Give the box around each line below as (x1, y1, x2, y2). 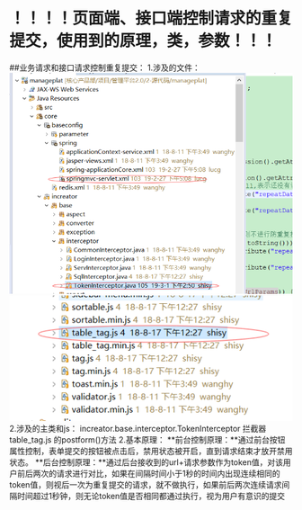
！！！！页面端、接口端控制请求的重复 (9, 8, 294, 29)
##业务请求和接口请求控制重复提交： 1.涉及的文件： (9, 62, 200, 73)
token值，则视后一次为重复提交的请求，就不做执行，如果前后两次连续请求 (9, 479, 282, 490)
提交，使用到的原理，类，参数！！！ (9, 31, 278, 51)
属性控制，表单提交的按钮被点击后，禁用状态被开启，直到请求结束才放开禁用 (9, 446, 293, 457)
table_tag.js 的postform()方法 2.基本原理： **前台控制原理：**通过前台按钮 (9, 434, 286, 445)
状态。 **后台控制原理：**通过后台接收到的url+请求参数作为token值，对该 (9, 457, 284, 468)
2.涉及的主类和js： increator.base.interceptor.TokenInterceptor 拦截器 (9, 424, 267, 434)
